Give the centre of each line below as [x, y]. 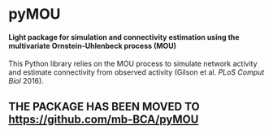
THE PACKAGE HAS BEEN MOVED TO [104, 106]
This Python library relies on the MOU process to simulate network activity [133, 64]
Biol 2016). [26, 81]
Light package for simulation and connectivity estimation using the [124, 37]
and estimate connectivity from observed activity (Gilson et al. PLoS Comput [136, 72]
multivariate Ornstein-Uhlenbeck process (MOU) [93, 45]
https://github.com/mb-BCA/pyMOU [104, 119]
